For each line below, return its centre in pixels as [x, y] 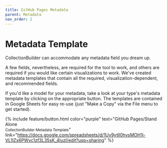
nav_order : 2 [19, 19]
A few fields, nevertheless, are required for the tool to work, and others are [82, 68]
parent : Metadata [23, 15]
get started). [18, 109]
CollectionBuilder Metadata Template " [38, 130]
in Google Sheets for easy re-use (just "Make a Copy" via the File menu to [81, 104]
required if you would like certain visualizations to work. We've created [78, 73]
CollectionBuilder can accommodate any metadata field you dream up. [78, 58]
